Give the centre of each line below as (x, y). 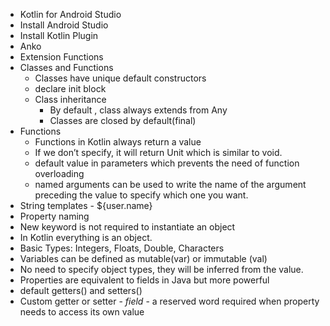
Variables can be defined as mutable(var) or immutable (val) (143, 258)
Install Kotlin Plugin (59, 35)
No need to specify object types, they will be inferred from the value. (161, 269)
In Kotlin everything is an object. (86, 237)
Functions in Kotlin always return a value (118, 142)
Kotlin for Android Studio (70, 14)
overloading (59, 173)
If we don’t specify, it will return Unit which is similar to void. (158, 152)
